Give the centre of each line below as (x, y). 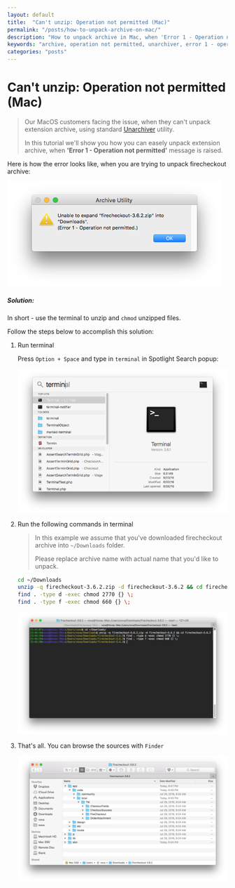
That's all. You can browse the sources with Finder (91, 746)
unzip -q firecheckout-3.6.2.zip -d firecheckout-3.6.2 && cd (110, 587)
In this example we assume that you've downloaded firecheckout (128, 538)
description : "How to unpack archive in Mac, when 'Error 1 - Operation (115, 37)
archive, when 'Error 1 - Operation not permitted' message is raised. (123, 150)
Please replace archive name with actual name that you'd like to (127, 559)
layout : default (31, 15)
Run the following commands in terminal (75, 524)
